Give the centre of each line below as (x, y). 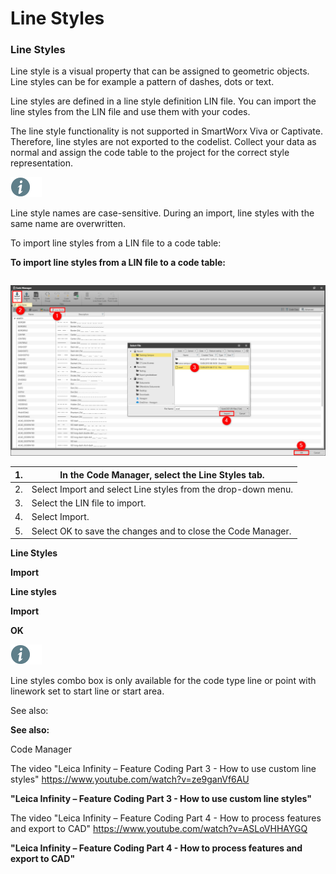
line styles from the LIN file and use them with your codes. (130, 112)
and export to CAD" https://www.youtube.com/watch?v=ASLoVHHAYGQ (159, 829)
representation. (41, 163)
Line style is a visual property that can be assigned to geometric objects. (160, 71)
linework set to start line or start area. (87, 691)
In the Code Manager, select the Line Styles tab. (162, 474)
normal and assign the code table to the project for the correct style (150, 153)
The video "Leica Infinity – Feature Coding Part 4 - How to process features (166, 818)
